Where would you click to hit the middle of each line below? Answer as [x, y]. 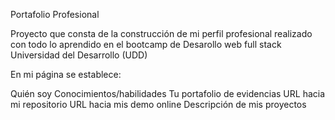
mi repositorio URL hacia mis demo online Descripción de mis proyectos [158, 104]
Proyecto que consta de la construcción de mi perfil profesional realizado [161, 33]
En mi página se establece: [66, 74]
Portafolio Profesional [55, 14]
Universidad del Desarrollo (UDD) [79, 55]
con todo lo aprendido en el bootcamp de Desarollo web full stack [146, 44]
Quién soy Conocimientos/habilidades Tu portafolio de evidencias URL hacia [168, 93]
